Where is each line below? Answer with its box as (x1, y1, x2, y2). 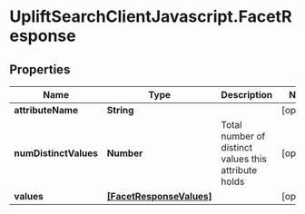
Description (221, 89, 273, 101)
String (106, 104, 134, 116)
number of (221, 130, 266, 142)
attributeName (14, 104, 79, 116)
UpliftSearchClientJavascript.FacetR (9, 6, 292, 27)
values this (221, 152, 268, 165)
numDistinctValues (14, 147, 98, 160)
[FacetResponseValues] (106, 190, 212, 202)
